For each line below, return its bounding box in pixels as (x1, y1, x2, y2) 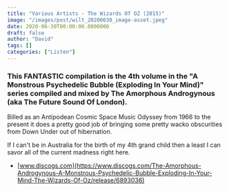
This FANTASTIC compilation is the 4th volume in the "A (7, 71, 199, 81)
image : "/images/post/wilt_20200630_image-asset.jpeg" (7, 17, 168, 23)
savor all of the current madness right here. (7, 148, 130, 157)
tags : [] (7, 42, 32, 49)
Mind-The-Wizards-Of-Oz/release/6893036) (17, 177, 145, 185)
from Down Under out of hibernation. (7, 128, 112, 136)
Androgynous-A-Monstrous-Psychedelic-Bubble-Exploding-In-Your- (17, 169, 212, 177)
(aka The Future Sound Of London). (7, 97, 128, 107)
